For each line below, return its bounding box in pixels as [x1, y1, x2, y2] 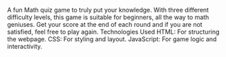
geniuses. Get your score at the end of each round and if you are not [7, 21, 203, 28]
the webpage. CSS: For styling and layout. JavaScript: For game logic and [7, 35, 217, 43]
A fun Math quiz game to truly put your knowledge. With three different [7, 6, 209, 14]
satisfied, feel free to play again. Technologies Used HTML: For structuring [7, 27, 220, 36]
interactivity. [7, 43, 43, 50]
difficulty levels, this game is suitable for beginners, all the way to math [7, 13, 209, 21]
